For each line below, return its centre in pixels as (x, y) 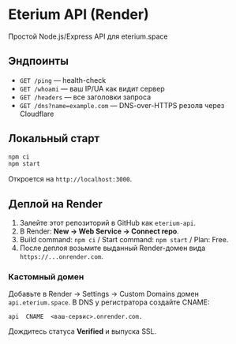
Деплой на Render (55, 204)
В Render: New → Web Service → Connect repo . (99, 231)
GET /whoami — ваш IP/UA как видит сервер (92, 88)
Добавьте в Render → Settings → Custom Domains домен (103, 294)
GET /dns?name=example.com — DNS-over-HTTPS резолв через (122, 105)
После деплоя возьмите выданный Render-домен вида (112, 248)
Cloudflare (37, 114)
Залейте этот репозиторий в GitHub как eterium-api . (107, 223)
